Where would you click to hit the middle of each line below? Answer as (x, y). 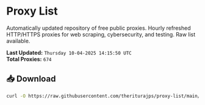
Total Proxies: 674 (29, 59)
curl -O (16, 96)
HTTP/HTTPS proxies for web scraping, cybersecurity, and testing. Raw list (101, 34)
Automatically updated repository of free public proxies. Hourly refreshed (99, 28)
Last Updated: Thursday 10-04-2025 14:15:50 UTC (69, 52)
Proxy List (32, 11)
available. (18, 41)
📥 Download (31, 79)
